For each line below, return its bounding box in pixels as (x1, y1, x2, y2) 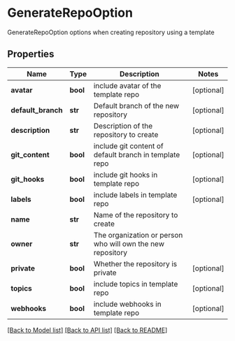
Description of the (93, 121, 153, 131)
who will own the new (93, 239, 164, 249)
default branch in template (93, 150, 180, 159)
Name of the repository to (93, 210, 178, 219)
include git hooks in (93, 170, 158, 180)
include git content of (93, 141, 164, 151)
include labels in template (93, 190, 178, 200)
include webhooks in (93, 299, 162, 309)
